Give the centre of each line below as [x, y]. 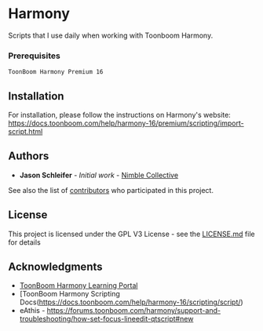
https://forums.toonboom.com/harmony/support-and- [134, 311]
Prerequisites [34, 56]
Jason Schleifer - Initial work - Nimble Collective [99, 175]
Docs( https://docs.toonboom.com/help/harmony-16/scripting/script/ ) [131, 302]
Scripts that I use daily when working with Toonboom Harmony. [111, 35]
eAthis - [32, 311]
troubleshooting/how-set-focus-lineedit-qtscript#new [106, 319]
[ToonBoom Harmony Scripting [69, 294]
